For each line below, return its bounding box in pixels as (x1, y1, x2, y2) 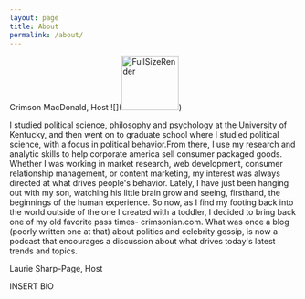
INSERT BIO (9, 281, 55, 292)
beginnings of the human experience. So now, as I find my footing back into (9, 197, 294, 208)
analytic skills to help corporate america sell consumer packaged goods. (9, 149, 283, 160)
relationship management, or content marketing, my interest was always (9, 168, 281, 179)
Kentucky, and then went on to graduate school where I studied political (9, 129, 279, 140)
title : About (9, 22, 59, 31)
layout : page (9, 13, 59, 23)
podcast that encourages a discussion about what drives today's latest (9, 236, 276, 247)
